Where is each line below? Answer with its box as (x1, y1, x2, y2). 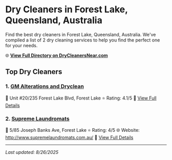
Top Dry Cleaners (5, 68, 62, 76)
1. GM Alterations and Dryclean (5, 83, 84, 90)
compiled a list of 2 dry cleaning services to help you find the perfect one (5, 37, 160, 43)
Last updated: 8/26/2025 (5, 149, 59, 155)
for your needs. (5, 42, 38, 48)
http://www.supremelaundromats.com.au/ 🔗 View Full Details (5, 134, 134, 141)
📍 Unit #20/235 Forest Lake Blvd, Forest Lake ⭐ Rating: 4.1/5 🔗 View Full (5, 95, 157, 101)
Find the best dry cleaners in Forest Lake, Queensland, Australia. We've (5, 31, 156, 37)
